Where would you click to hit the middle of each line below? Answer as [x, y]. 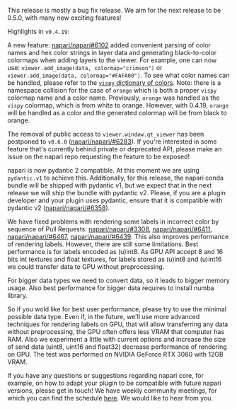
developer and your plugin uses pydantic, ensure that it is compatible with [115, 200]
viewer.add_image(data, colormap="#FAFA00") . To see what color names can [118, 75]
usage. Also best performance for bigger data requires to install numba [111, 288]
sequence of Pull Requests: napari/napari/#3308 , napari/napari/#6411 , [110, 229]
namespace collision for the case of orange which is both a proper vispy [112, 90]
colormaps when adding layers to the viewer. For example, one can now [112, 60]
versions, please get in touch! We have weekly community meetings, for [112, 391]
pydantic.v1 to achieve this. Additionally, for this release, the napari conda [116, 178]
